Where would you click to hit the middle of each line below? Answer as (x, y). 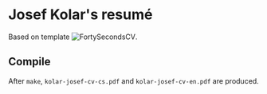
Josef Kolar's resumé (80, 15)
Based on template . (73, 37)
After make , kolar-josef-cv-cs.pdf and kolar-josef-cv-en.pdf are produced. (133, 80)
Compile (29, 62)
